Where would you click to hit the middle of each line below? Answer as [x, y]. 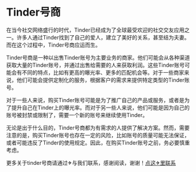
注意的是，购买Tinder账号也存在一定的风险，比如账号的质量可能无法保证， [98, 135]
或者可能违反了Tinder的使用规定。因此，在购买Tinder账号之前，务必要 [93, 142]
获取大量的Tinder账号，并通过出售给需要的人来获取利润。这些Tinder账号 [96, 65]
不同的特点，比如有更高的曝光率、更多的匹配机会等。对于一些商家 [103, 72]
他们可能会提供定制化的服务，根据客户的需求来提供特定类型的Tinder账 [103, 80]
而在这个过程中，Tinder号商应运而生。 [53, 45]
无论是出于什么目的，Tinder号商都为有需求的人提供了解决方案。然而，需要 [98, 128]
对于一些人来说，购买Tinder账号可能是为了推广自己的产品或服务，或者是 [95, 100]
